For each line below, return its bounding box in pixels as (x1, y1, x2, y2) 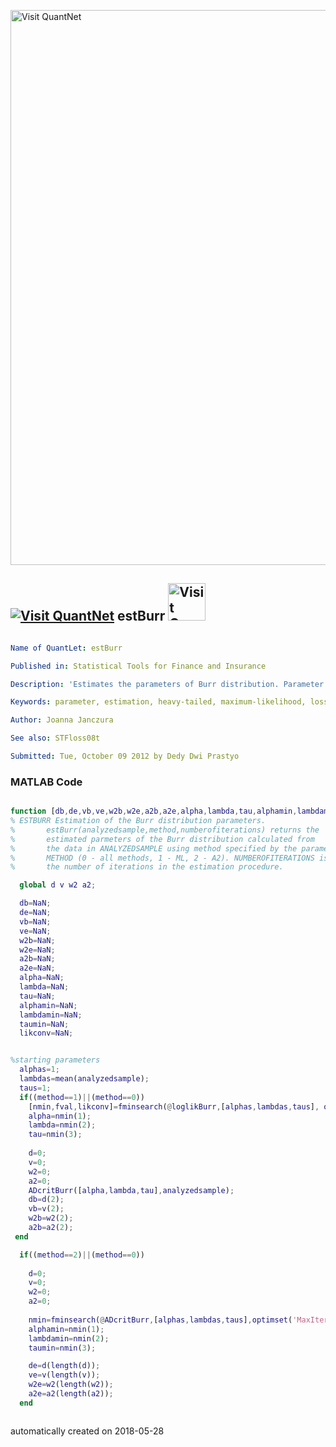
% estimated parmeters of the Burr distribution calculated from (10, 834, 315, 844)
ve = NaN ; (19, 926, 52, 936)
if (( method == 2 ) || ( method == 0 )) (19, 1250, 145, 1260)
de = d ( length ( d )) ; (28, 1361, 101, 1371)
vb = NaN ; (19, 916, 52, 927)
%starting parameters (10, 1055, 101, 1065)
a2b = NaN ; (19, 954, 56, 964)
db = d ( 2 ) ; (28, 1195, 65, 1205)
